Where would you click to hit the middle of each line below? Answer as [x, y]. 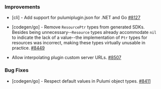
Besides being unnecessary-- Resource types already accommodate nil [84, 32]
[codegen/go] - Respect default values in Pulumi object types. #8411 [81, 81]
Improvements [22, 7]
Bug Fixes [17, 70]
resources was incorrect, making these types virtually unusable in [79, 43]
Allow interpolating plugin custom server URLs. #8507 [66, 58]
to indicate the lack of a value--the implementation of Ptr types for [79, 37]
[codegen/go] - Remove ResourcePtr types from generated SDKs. [78, 27]
